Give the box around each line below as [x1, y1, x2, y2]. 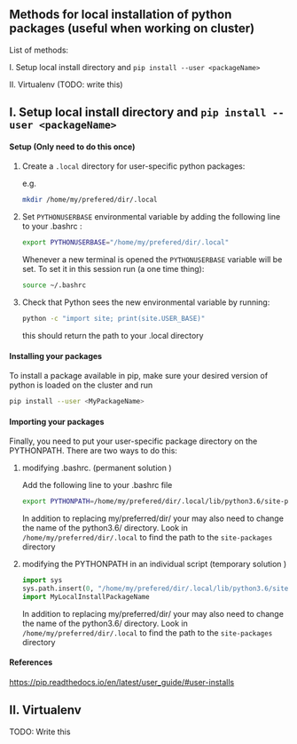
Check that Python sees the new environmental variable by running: [21, 297, 270, 308]
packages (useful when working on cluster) [9, 21, 255, 36]
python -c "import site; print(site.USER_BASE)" [21, 315, 206, 324]
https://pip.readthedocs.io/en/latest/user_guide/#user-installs [9, 676, 235, 687]
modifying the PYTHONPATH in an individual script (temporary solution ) [21, 559, 287, 570]
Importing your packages [9, 416, 105, 427]
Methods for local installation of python [9, 7, 232, 22]
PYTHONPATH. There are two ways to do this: [9, 445, 177, 456]
